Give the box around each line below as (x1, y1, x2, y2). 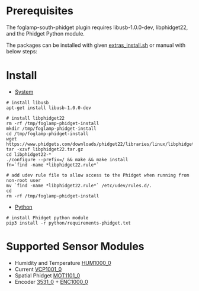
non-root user (6, 177, 41, 183)
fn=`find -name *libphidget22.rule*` (6, 162, 99, 168)
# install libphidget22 (6, 115, 65, 121)
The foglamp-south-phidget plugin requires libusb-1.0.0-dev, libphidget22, (6, 24, 188, 31)
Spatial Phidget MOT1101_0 (14, 271, 81, 279)
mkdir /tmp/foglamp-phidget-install (6, 126, 97, 132)
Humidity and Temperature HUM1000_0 (14, 259, 111, 266)
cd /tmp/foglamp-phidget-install (6, 130, 89, 137)
